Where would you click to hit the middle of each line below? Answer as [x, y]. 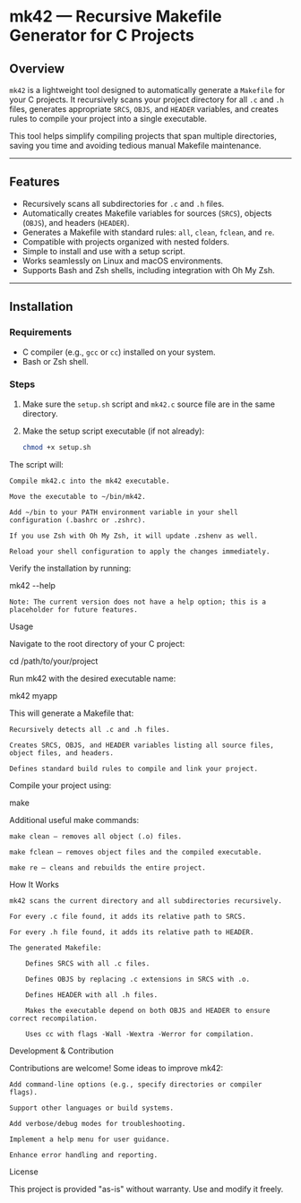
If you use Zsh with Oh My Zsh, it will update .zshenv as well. [133, 536]
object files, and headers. [62, 753]
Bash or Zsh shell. [56, 361]
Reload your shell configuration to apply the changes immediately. [140, 551]
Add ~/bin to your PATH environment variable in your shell [124, 512]
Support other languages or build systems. [92, 1108]
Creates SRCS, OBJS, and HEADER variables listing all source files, [142, 745]
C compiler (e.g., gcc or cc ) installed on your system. [119, 352]
